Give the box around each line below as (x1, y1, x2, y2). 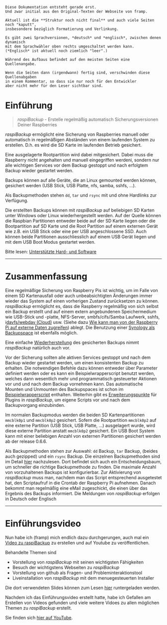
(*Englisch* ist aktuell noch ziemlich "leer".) (5, 48, 108, 53)
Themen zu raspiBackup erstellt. (5, 605, 72, 611)
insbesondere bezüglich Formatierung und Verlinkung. (5, 26, 119, 31)
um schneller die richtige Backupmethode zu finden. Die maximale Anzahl (5, 464, 157, 470)
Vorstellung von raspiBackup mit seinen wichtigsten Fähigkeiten (12, 559, 144, 565)
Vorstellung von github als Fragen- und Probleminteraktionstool (12, 570, 143, 576)
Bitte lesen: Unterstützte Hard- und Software (5, 249, 97, 255)
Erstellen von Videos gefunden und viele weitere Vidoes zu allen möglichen (5, 600, 160, 606)
